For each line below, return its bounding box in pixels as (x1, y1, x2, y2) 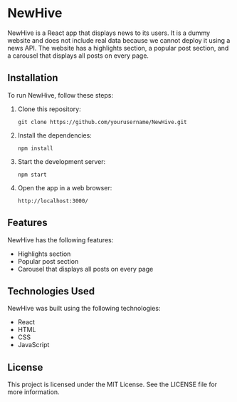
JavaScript (17, 341, 50, 349)
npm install (17, 145, 53, 152)
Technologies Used (7, 285, 95, 297)
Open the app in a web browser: (17, 183, 112, 192)
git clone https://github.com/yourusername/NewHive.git (17, 118, 187, 125)
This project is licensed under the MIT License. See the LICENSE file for (7, 380, 218, 389)
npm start (17, 171, 48, 178)
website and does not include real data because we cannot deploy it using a (7, 36, 231, 44)
